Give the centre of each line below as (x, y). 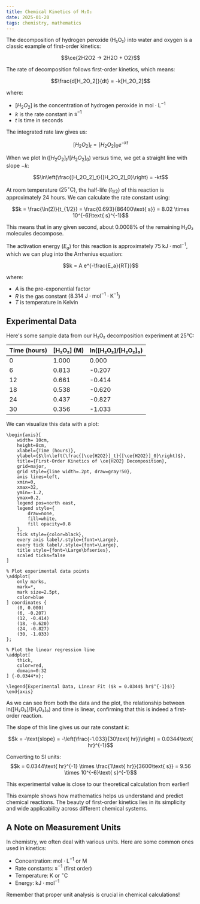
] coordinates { (26, 603)
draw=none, (41, 514)
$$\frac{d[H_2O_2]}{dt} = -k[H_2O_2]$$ (101, 81)
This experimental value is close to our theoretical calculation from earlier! (98, 784)
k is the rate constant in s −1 (48, 113)
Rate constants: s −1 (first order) (53, 867)
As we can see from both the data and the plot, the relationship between (96, 703)
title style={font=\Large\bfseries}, (64, 551)
